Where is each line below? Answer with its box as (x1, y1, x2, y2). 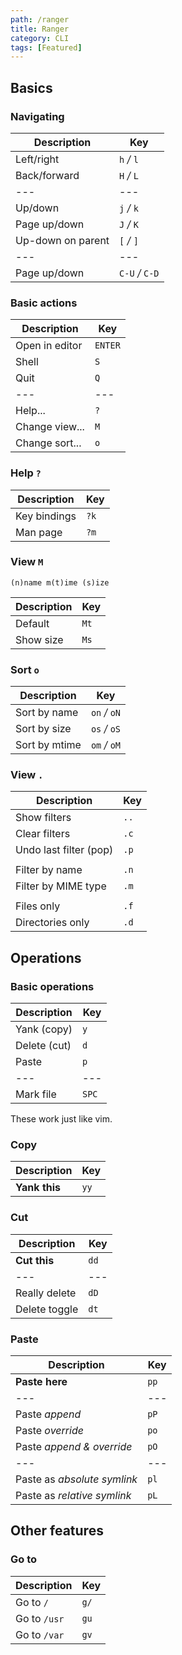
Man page (15, 525, 63, 539)
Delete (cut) (15, 1039, 72, 1053)
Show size (15, 632, 64, 646)
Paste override (15, 1424, 84, 1437)
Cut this (15, 1253, 55, 1267)
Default (15, 616, 50, 630)
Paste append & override (15, 1440, 133, 1453)
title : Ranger (10, 24, 70, 34)
